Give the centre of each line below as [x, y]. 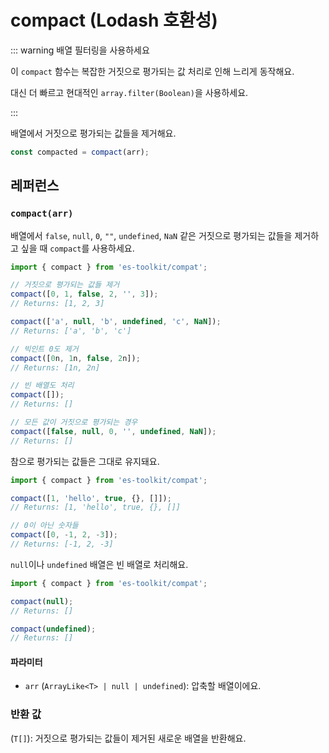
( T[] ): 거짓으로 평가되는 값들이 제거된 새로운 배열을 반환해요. [128, 738]
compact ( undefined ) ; [53, 629]
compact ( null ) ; [42, 601]
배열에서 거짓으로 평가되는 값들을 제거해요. [93, 133]
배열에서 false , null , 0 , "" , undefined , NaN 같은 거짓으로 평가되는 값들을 [151, 235]
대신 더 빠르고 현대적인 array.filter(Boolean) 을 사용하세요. [129, 92]
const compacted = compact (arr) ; [80, 152]
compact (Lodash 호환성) [114, 20]
